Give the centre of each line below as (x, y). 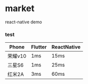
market (20, 8)
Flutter (39, 47)
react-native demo (24, 22)
